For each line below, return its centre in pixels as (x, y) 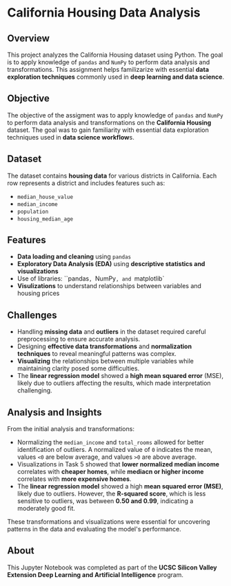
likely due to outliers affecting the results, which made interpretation (114, 383)
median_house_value (45, 197)
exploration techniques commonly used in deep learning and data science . (116, 77)
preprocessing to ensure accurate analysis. (79, 339)
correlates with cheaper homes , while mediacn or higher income (110, 472)
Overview (29, 38)
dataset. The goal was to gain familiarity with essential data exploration (108, 130)
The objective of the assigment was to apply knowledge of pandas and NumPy (115, 115)
